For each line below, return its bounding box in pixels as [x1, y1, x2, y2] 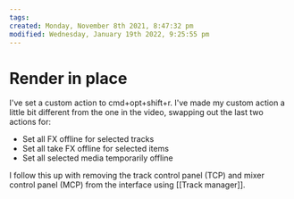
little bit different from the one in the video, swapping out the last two [9, 107, 264, 118]
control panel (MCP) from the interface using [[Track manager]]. [9, 179, 246, 190]
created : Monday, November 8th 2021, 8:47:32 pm [9, 21, 194, 30]
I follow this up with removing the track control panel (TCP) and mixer [9, 170, 265, 181]
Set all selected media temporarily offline [21, 153, 173, 163]
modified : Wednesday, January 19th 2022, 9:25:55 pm [9, 29, 210, 38]
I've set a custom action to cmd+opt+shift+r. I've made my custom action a [9, 97, 286, 108]
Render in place [9, 68, 128, 88]
